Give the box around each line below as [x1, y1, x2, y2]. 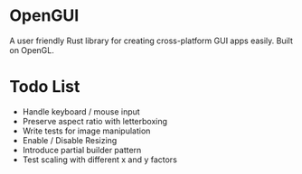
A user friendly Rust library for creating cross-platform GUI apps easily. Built [9, 35, 294, 46]
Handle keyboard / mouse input [22, 105, 140, 117]
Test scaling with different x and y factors [22, 154, 178, 165]
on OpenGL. [9, 44, 54, 55]
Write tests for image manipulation [22, 125, 151, 136]
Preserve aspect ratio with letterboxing [22, 115, 168, 126]
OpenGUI [9, 5, 80, 26]
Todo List [9, 77, 80, 97]
